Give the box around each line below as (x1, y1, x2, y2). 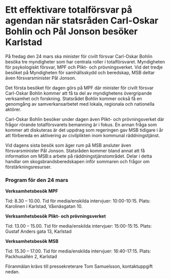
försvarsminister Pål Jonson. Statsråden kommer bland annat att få (5, 147, 145, 153)
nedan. (5, 269, 20, 275)
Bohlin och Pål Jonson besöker (5, 26, 138, 37)
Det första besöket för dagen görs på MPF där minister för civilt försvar (5, 84, 154, 90)
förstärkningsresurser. (5, 164, 52, 170)
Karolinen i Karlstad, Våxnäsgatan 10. (5, 203, 83, 209)
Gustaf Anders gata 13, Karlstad (5, 228, 72, 235)
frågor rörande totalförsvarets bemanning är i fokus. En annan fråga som (5, 121, 157, 128)
